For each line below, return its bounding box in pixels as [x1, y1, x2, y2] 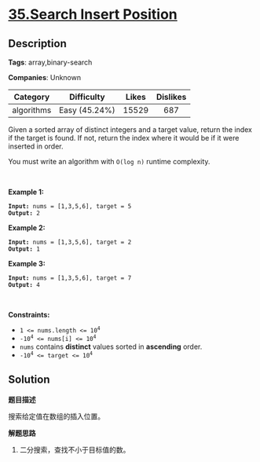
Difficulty [69, 92, 105, 102]
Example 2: [8, 223, 46, 233]
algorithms [12, 104, 52, 115]
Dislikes [156, 92, 187, 102]
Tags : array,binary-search [8, 57, 93, 67]
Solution [8, 373, 50, 387]
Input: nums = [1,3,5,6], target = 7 [8, 274, 132, 282]
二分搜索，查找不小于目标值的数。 [19, 445, 130, 454]
